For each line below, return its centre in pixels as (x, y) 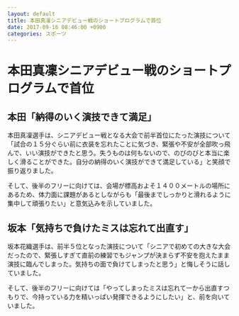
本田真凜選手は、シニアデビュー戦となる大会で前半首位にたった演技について (119, 135)
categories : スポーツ (37, 34)
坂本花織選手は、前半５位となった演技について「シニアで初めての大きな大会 (119, 247)
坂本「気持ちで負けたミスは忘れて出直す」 (100, 228)
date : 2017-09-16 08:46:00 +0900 (57, 27)
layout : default (31, 14)
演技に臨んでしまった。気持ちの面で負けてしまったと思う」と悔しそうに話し (119, 264)
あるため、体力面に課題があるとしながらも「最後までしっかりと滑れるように (119, 195)
